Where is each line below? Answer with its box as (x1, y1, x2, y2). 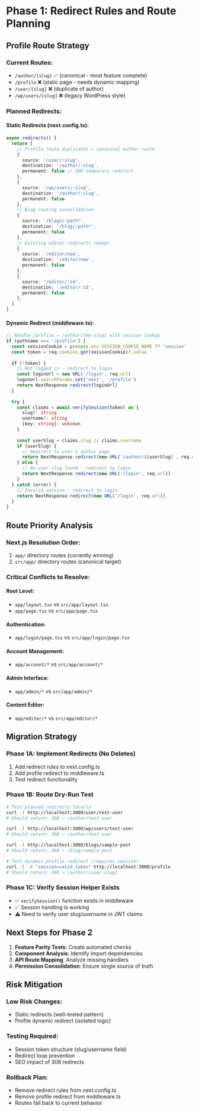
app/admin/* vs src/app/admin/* (14, 688, 93, 695)
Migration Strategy (6, 732, 78, 742)
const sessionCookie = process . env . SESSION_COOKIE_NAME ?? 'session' (11, 343, 187, 349)
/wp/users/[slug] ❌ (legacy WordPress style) (14, 92, 126, 99)
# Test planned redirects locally (6, 804, 92, 810)
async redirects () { (6, 135, 57, 141)
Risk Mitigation (6, 980, 63, 990)
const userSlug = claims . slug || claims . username (17, 437, 142, 444)
